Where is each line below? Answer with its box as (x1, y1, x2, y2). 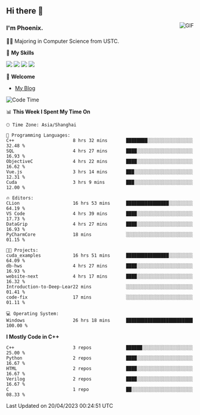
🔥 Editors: (6, 195, 34, 201)
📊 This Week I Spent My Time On (6, 108, 90, 115)
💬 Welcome (6, 73, 36, 80)
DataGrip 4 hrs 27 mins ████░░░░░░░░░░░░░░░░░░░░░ (6, 221, 193, 227)
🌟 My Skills (6, 49, 35, 56)
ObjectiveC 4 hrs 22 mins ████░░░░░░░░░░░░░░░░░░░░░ (6, 158, 193, 164)
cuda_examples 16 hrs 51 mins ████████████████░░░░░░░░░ (6, 252, 193, 259)
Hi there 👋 (6, 6, 43, 16)
